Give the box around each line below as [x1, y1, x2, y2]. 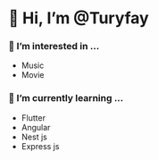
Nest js [21, 131, 48, 142]
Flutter [21, 112, 46, 123]
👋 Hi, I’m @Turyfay [8, 8, 149, 29]
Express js [21, 140, 60, 151]
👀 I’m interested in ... [8, 40, 100, 53]
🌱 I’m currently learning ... [8, 92, 124, 105]
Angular [21, 122, 51, 132]
